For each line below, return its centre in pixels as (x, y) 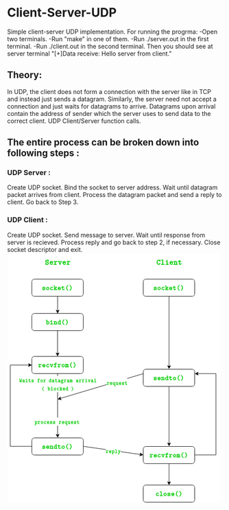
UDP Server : (29, 173)
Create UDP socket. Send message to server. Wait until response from (106, 235)
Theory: (25, 75)
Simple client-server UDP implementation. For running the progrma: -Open (112, 32)
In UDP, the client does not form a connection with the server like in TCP (109, 91)
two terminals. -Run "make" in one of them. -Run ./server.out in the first (108, 38)
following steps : (44, 153)
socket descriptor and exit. (45, 249)
